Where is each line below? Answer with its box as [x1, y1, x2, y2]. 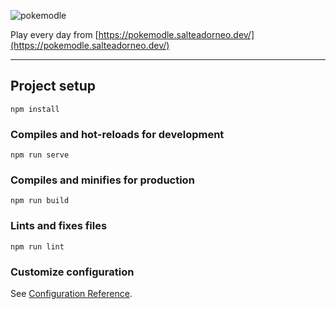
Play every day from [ [10, 29, 99, 40]
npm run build [10, 196, 70, 206]
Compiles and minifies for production [10, 173, 195, 187]
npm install [10, 104, 60, 114]
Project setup [10, 78, 97, 95]
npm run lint [10, 241, 65, 252]
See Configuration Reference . [10, 288, 133, 299]
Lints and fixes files [10, 219, 108, 233]
